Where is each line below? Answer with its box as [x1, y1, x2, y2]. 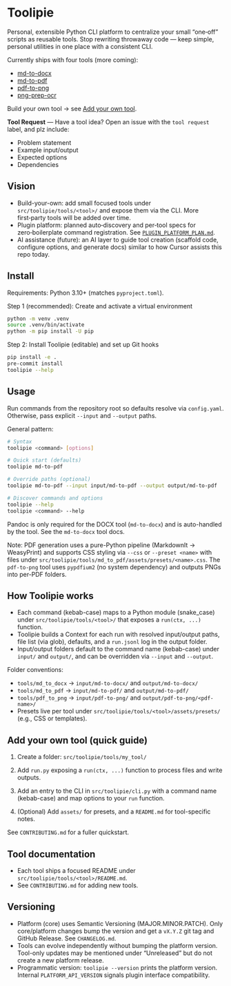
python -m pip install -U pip [7, 328, 94, 335]
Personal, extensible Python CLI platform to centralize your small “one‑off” [7, 28, 219, 36]
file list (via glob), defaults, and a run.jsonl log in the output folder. [17, 638, 208, 646]
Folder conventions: [7, 666, 63, 674]
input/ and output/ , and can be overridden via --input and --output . [17, 652, 214, 660]
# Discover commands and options [7, 495, 103, 502]
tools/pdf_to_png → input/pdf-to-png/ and [17, 693, 141, 702]
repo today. [17, 250, 50, 258]
